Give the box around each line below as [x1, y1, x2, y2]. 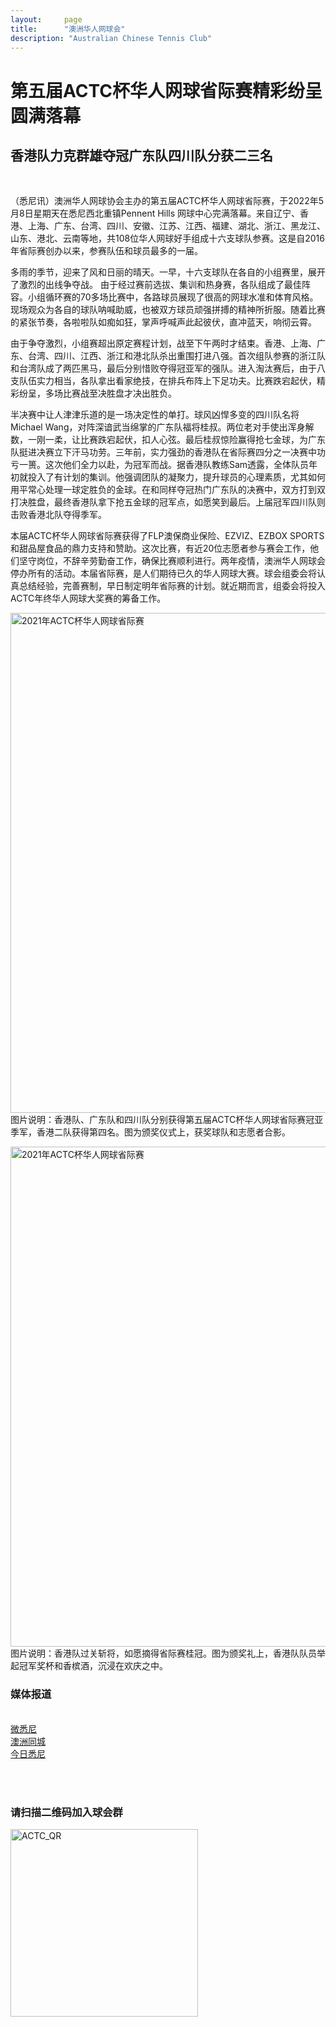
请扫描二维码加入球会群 [10, 1805, 123, 1819]
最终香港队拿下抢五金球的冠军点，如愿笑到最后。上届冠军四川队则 [53, 496, 326, 508]
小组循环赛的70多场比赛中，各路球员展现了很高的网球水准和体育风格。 [27, 291, 319, 303]
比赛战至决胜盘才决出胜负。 [62, 387, 177, 400]
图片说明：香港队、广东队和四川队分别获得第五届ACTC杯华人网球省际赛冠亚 [10, 1114, 324, 1126]
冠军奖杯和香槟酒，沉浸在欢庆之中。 [18, 1660, 168, 1672]
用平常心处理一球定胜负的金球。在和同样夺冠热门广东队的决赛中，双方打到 [10, 484, 317, 496]
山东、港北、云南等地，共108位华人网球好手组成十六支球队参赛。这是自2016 [10, 232, 325, 245]
